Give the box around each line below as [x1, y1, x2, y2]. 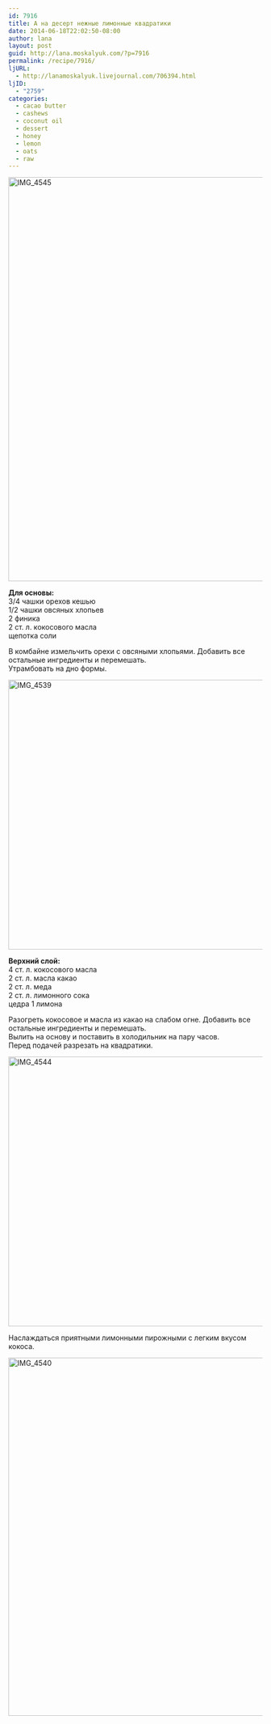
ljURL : [8, 65, 31, 73]
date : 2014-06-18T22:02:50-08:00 [8, 27, 121, 35]
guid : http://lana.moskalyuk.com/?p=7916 [8, 49, 150, 57]
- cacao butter [15, 102, 67, 110]
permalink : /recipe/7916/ [8, 57, 95, 65]
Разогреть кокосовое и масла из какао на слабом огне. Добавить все [8, 1015, 252, 1025]
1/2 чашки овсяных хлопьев [8, 605, 104, 615]
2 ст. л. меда [8, 982, 52, 992]
